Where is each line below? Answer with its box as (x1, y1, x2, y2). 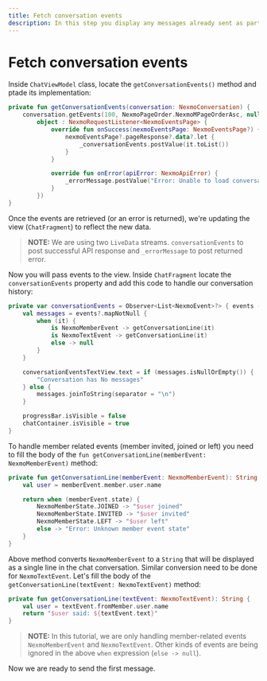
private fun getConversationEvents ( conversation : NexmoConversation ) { (8, 103, 250, 111)
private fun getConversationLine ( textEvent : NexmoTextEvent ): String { (8, 594, 250, 603)
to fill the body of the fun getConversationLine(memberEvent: (8, 449, 207, 459)
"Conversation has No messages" (37, 376, 145, 383)
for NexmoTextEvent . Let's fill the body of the (8, 570, 151, 581)
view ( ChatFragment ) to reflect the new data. (8, 222, 152, 232)
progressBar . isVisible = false (22, 412, 126, 420)
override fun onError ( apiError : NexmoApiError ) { (50, 169, 219, 177)
